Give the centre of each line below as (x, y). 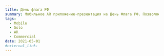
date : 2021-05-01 (23, 41)
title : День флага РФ (27, 9)
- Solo (16, 28)
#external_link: (21, 46)
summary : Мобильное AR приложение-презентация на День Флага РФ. (73, 14)
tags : (10, 19)
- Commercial (23, 37)
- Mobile (18, 23)
